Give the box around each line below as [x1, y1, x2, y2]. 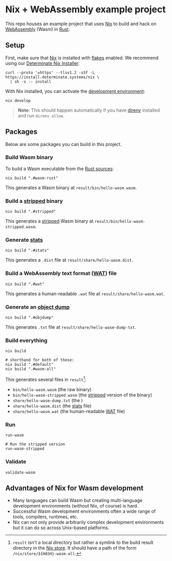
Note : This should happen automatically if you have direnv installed [17, 107, 160, 113]
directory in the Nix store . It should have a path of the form [12, 545, 137, 551]
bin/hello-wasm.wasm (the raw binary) [12, 387, 92, 392]
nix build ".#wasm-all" [5, 367, 56, 372]
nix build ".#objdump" [5, 315, 54, 320]
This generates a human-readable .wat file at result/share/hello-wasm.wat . [5, 291, 165, 297]
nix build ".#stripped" [5, 209, 56, 214]
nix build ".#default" [5, 362, 54, 367]
